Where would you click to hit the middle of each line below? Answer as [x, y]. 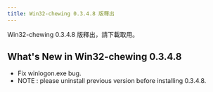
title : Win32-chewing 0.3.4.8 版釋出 [61, 14]
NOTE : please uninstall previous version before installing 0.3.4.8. [112, 81]
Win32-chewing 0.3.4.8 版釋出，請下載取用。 [73, 34]
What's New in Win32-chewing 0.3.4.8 [95, 57]
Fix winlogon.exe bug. [49, 73]
